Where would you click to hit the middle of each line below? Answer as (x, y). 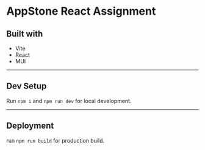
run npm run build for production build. (56, 140)
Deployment (30, 126)
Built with (25, 34)
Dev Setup (27, 86)
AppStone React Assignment (81, 11)
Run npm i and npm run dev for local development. (69, 101)
